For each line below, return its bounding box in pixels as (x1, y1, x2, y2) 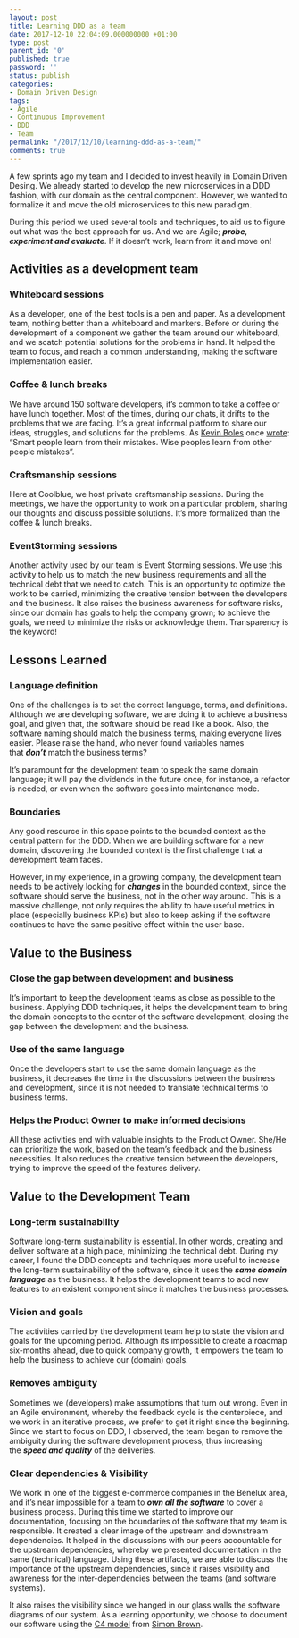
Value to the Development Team (9, 1188, 191, 1203)
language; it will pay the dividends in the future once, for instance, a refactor (9, 773, 290, 784)
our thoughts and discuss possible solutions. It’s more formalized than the (9, 507, 281, 519)
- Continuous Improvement (9, 113, 105, 122)
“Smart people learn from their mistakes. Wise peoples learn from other (9, 436, 272, 447)
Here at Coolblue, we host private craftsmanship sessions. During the (9, 488, 265, 499)
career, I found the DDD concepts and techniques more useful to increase (9, 1255, 281, 1266)
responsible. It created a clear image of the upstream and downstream (9, 1525, 269, 1536)
